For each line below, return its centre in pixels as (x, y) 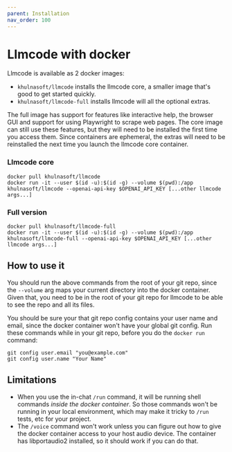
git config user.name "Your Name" (57, 359)
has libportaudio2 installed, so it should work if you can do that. (108, 441)
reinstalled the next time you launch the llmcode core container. (98, 144)
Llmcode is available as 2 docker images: (66, 73)
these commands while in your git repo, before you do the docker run (106, 332)
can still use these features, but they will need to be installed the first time (113, 129)
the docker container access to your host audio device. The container (117, 433)
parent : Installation (38, 13)
